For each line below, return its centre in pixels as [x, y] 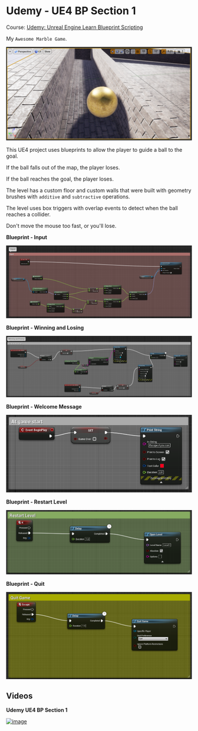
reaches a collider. [29, 214]
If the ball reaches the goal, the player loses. [60, 179]
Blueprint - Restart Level [37, 502]
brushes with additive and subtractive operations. [68, 197]
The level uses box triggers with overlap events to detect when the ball [92, 208]
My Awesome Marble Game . [37, 38]
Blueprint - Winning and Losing [45, 328]
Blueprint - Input [27, 237]
